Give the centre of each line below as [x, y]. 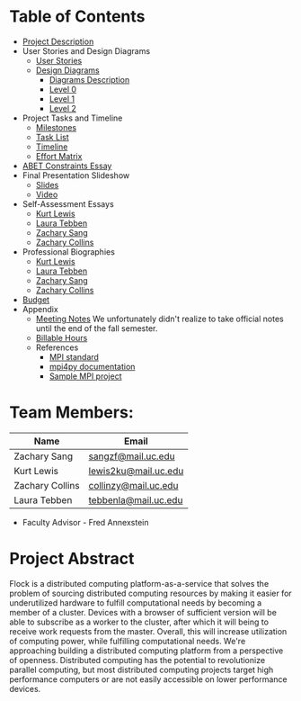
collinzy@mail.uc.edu [133, 485]
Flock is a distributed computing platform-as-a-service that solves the [139, 583]
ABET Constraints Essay [67, 166]
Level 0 [63, 89]
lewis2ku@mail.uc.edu [136, 471]
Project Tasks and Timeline [72, 118]
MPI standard [74, 356]
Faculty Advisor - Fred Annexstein [85, 522]
